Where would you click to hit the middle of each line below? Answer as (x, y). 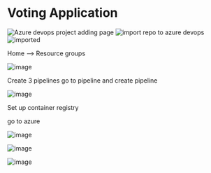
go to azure (24, 121)
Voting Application (63, 13)
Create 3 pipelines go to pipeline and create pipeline (82, 80)
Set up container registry (43, 107)
